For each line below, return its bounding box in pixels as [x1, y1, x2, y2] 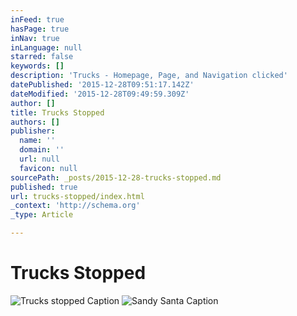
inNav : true [10, 33, 60, 43]
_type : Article [10, 210, 74, 220]
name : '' [19, 136, 56, 146]
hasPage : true [10, 24, 70, 34]
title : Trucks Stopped [10, 107, 105, 118]
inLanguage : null [10, 42, 83, 53]
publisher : [10, 126, 56, 136]
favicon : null [19, 163, 78, 173]
